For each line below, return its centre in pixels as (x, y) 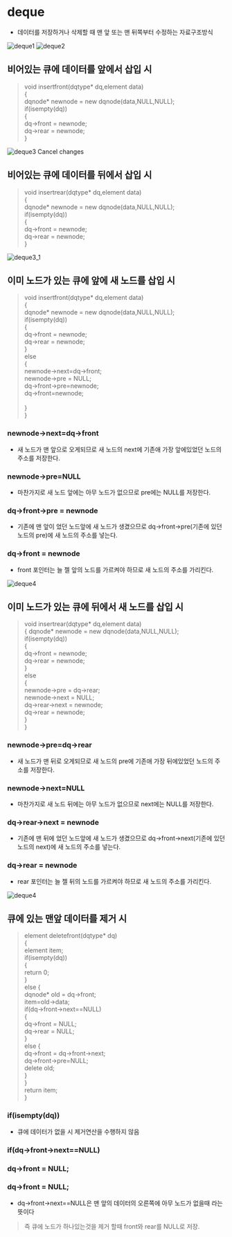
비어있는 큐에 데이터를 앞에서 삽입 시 (80, 70)
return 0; (37, 972)
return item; (41, 1090)
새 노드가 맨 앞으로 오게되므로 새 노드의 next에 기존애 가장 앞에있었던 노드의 (119, 449)
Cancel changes (61, 151)
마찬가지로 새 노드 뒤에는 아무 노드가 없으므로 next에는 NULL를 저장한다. (115, 803)
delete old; (39, 1068)
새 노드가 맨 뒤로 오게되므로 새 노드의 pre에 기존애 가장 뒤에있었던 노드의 (115, 761)
